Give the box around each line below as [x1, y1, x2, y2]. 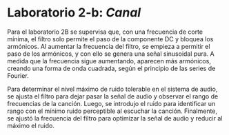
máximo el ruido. [7, 121, 55, 129]
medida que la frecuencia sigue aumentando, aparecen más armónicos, [7, 56, 212, 65]
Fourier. [7, 71, 29, 80]
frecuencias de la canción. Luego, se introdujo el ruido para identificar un [7, 99, 216, 107]
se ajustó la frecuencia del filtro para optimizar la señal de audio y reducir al [7, 114, 223, 122]
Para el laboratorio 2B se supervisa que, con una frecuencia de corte [7, 28, 203, 36]
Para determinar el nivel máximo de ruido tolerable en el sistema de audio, [7, 85, 218, 93]
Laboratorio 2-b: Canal [7, 5, 141, 21]
